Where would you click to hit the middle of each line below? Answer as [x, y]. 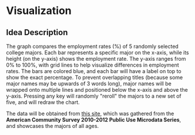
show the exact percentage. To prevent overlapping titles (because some [95, 77]
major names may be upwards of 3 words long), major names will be [89, 84]
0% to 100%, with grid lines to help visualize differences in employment [93, 65]
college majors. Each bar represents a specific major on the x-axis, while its [97, 53]
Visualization [39, 11]
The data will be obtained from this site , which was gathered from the [90, 113]
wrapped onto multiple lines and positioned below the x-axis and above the [97, 90]
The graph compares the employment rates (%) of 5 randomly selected [93, 46]
